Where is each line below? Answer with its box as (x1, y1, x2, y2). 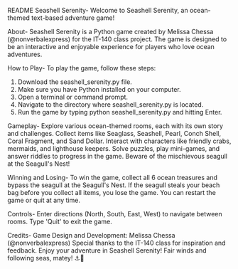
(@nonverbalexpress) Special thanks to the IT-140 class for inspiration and (7, 238, 226, 247)
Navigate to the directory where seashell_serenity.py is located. (17, 100, 204, 109)
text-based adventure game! (31, 14, 115, 22)
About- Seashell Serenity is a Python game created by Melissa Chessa (7, 28, 214, 36)
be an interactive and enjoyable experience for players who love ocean (7, 43, 215, 51)
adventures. (7, 50, 43, 58)
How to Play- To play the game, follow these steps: (7, 64, 156, 72)
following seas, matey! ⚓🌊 (7, 254, 85, 262)
